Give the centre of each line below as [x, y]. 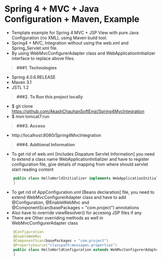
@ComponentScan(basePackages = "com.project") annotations [75, 207]
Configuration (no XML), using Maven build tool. [59, 38]
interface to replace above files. [43, 58]
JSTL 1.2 [20, 87]
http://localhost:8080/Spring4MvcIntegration [56, 135]
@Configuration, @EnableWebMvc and [50, 202]
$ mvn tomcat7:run [30, 116]
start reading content [32, 169]
